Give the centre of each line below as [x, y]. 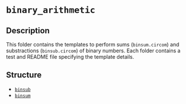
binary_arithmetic [51, 10]
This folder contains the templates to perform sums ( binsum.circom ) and [93, 44]
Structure [24, 75]
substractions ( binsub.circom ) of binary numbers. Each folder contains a [93, 51]
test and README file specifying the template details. [70, 57]
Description [28, 31]
